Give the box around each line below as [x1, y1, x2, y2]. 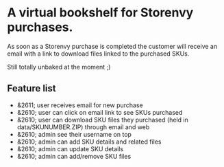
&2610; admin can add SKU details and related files [16, 137, 162, 146]
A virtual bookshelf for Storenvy [7, 5, 194, 21]
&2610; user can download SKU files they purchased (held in [16, 115, 188, 124]
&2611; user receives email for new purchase [16, 101, 143, 109]
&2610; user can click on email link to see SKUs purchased [16, 108, 183, 116]
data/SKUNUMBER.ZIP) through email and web [16, 122, 150, 131]
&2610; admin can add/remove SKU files [16, 152, 132, 160]
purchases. [7, 19, 73, 35]
